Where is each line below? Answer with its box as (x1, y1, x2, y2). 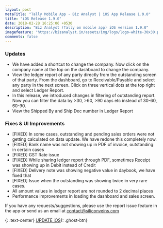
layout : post (5, 7, 32, 12)
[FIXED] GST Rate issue (12, 152, 60, 158)
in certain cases (12, 147, 45, 152)
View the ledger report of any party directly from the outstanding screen (12, 72, 157, 78)
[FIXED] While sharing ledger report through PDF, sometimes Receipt (12, 157, 150, 163)
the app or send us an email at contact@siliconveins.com (5, 208, 119, 214)
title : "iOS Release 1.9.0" (5, 16, 62, 21)
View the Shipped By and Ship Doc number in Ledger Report (12, 108, 133, 114)
